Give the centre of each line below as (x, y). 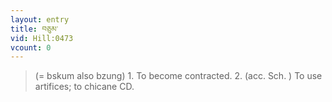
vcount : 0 (31, 47)
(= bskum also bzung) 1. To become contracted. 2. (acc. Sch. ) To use (178, 76)
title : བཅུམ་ (34, 29)
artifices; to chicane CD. (84, 87)
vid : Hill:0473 (42, 38)
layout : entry (40, 19)
